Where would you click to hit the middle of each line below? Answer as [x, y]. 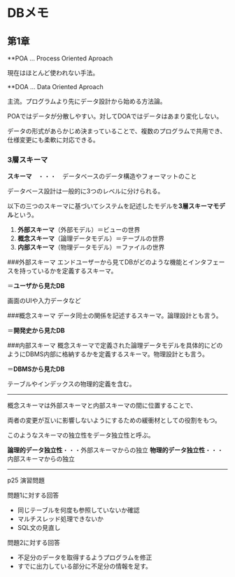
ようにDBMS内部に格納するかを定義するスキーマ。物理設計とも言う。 [108, 354]
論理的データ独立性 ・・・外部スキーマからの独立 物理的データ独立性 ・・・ [115, 450]
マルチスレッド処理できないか [60, 519]
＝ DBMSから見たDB [36, 369]
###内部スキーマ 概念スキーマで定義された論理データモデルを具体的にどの [115, 346]
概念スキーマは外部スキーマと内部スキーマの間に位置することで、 [102, 405]
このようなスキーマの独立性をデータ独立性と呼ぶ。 [81, 435]
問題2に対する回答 [34, 543]
